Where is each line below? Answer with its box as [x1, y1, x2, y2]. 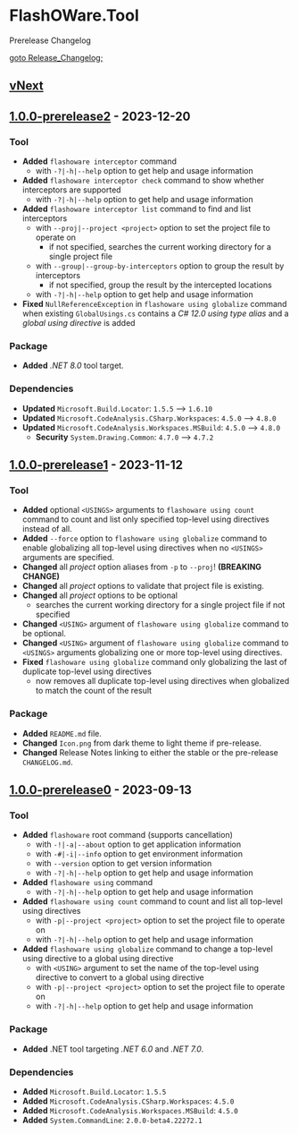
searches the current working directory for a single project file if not [35, 600, 286, 610]
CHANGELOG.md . [21, 756, 73, 767]
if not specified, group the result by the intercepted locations [48, 279, 272, 291]
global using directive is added [21, 318, 136, 328]
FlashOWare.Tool [9, 5, 140, 26]
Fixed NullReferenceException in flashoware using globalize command [21, 299, 287, 310]
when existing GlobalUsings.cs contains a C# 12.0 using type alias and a [21, 308, 289, 319]
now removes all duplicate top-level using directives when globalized [35, 676, 290, 686]
